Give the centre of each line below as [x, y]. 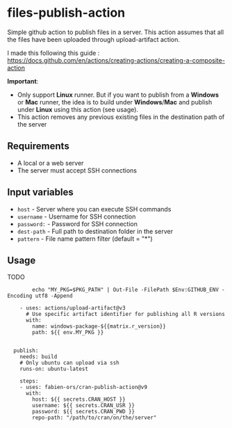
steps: [29, 381]
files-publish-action [66, 13]
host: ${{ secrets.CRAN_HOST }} [79, 399]
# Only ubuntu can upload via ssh [69, 363]
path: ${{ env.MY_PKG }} [68, 333]
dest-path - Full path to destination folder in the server [95, 231]
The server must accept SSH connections [77, 170]
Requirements [38, 146]
